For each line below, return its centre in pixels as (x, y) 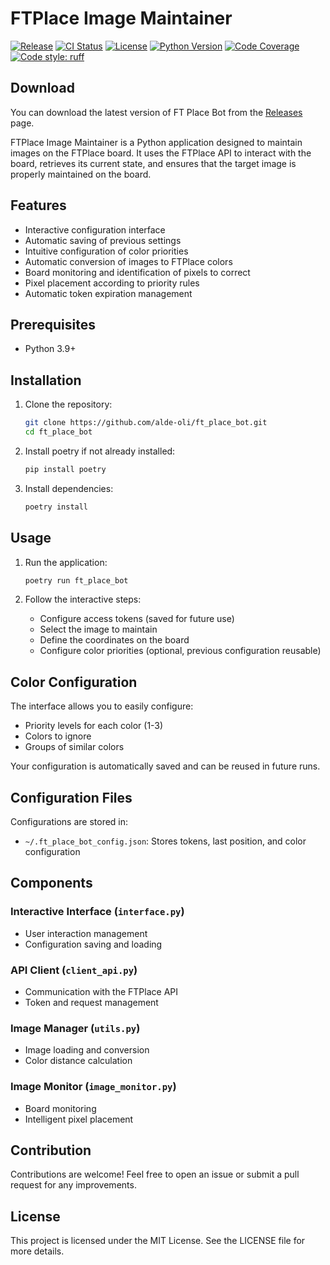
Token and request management (91, 1002)
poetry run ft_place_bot (76, 580)
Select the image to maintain (98, 629)
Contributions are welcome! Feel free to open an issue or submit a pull (155, 1174)
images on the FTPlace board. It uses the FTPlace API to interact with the (161, 153)
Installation (46, 380)
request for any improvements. (73, 1185)
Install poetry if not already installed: (100, 451)
